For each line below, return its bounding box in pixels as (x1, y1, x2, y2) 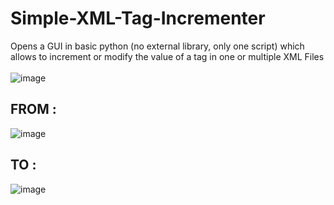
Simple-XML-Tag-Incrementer (10, 7, 266, 30)
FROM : (10, 101, 57, 118)
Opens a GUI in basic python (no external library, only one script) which (10, 40, 305, 52)
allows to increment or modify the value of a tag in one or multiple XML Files (10, 50, 325, 62)
